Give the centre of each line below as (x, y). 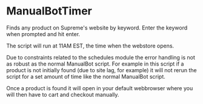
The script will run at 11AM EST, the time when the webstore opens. (90, 46)
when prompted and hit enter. (43, 34)
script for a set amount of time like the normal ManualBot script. (86, 76)
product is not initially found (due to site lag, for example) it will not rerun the (101, 70)
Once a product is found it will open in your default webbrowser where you (100, 88)
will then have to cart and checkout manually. (63, 94)
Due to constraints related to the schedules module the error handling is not (101, 57)
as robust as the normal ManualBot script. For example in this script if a (95, 64)
